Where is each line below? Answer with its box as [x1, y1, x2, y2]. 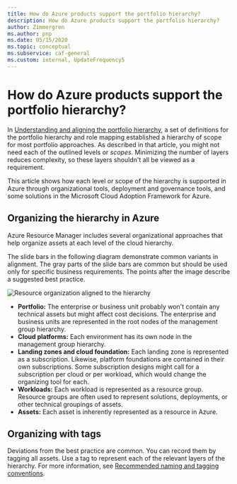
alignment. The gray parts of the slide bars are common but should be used [7, 260, 228, 268]
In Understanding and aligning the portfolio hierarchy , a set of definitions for [7, 125, 229, 134]
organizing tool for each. [17, 377, 90, 386]
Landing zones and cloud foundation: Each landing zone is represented [17, 347, 229, 356]
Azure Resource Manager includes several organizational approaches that [7, 231, 223, 239]
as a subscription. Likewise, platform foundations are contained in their [17, 355, 225, 363]
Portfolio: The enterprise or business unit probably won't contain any [17, 302, 220, 311]
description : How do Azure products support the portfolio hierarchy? [7, 17, 220, 24]
